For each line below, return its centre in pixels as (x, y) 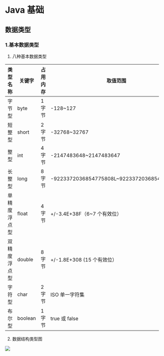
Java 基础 (25, 10)
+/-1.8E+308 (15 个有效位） (84, 260)
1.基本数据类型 (22, 45)
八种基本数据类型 (29, 56)
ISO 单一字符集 (67, 294)
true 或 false (64, 318)
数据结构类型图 (27, 339)
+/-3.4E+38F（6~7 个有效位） (86, 214)
